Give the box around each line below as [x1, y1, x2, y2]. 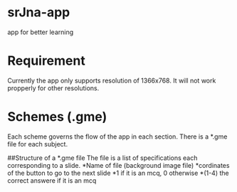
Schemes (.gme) [7, 109, 107, 125]
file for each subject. [7, 139, 68, 148]
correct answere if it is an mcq [7, 176, 97, 185]
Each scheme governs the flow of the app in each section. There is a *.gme [7, 132, 228, 141]
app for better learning [7, 28, 74, 36]
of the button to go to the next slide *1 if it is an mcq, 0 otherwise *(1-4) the [7, 169, 229, 177]
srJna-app [7, 4, 70, 21]
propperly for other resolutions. [7, 83, 100, 92]
